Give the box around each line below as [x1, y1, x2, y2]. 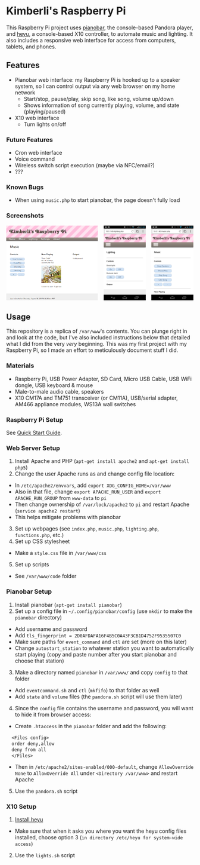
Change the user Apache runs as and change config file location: [14, 470, 175, 477]
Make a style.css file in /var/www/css [14, 550, 107, 557]
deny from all [11, 747, 46, 753]
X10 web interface [14, 114, 60, 121]
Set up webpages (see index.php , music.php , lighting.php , [14, 525, 160, 532]
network [14, 88, 36, 96]
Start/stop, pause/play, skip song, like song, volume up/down [23, 95, 174, 102]
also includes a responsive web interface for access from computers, [6, 36, 176, 44]
